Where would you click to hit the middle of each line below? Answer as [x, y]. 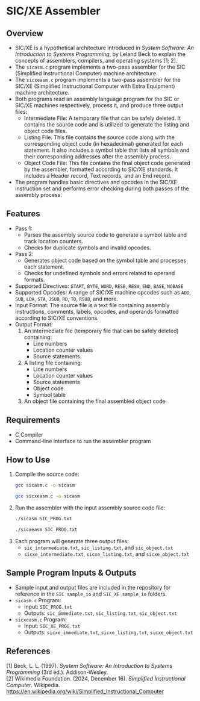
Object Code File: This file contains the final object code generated [107, 163]
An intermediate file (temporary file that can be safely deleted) [101, 331]
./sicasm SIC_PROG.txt [43, 519]
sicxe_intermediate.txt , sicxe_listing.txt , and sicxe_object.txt [107, 554]
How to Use [28, 460]
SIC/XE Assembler [53, 11]
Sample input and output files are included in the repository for [93, 587]
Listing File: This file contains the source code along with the [99, 137]
